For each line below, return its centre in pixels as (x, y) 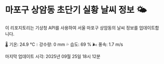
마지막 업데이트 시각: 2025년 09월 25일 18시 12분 (53, 56)
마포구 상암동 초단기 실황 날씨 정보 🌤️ (76, 10)
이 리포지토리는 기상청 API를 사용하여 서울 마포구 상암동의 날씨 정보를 (72, 28)
